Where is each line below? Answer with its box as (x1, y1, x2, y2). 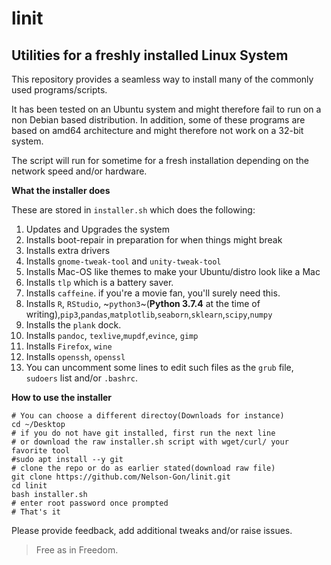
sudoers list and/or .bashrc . (25, 372, 139, 384)
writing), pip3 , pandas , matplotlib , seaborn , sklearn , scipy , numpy (25, 308, 273, 320)
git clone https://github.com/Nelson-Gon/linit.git (11, 472, 231, 482)
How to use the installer (11, 392, 113, 403)
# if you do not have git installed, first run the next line (11, 428, 276, 438)
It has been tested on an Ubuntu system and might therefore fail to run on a (11, 103, 322, 115)
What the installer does (11, 185, 111, 196)
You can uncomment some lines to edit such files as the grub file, (25, 362, 294, 373)
